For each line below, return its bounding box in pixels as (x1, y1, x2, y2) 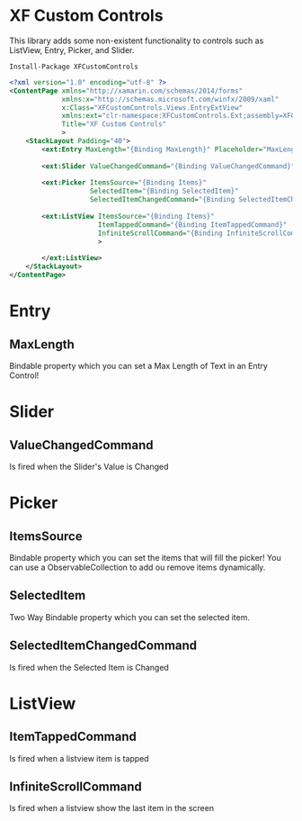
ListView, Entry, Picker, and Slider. (9, 44, 135, 55)
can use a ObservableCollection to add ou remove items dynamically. (9, 562, 266, 573)
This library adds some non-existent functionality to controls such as (9, 35, 264, 46)
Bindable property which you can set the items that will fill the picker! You (9, 552, 281, 563)
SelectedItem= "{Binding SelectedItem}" (89, 186, 240, 196)
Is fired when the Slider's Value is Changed (9, 461, 169, 472)
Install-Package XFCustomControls (9, 62, 139, 71)
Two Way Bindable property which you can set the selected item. (9, 611, 250, 622)
